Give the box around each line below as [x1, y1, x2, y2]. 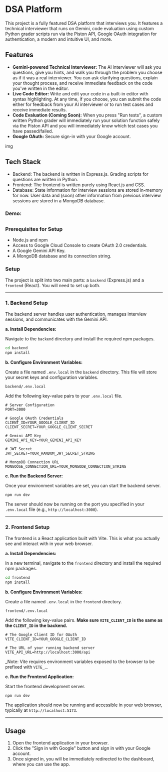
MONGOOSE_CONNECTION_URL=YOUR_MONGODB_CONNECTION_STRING [5, 464, 126, 469]
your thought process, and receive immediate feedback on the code [12, 80, 153, 86]
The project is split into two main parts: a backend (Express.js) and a [5, 277, 144, 283]
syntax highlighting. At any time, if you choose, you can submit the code [12, 96, 161, 102]
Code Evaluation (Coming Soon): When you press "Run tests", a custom [12, 112, 162, 118]
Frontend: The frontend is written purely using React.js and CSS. [12, 182, 145, 188]
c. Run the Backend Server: [5, 473, 63, 479]
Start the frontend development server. [5, 683, 85, 689]
